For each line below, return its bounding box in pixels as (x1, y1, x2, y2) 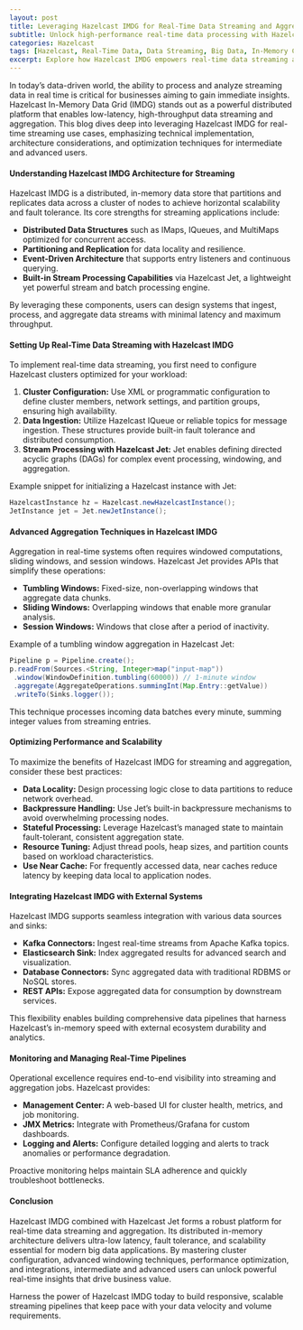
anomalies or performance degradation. (22, 1148, 171, 1158)
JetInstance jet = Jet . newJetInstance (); (9, 507, 168, 516)
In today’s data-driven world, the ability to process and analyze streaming (9, 80, 282, 90)
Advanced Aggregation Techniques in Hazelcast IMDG (9, 525, 218, 537)
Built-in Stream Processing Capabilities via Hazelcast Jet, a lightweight (22, 273, 291, 284)
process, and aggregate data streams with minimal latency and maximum (9, 309, 281, 321)
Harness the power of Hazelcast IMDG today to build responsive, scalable (9, 1290, 284, 1301)
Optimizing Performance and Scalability (9, 737, 162, 748)
